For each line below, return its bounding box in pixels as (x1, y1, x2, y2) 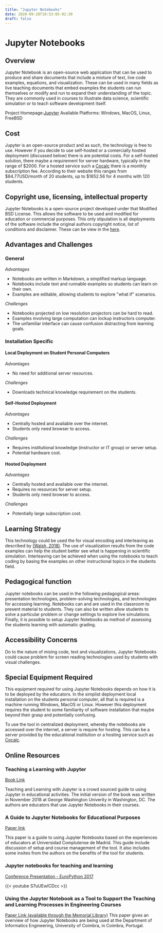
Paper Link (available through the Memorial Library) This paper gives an (5, 913, 149, 918)
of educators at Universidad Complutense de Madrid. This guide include (5, 840, 150, 846)
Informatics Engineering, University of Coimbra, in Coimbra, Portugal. (5, 923, 145, 929)
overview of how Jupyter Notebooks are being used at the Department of (5, 917, 152, 923)
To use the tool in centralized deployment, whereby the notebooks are (5, 721, 146, 727)
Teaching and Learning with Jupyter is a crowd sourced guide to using (5, 786, 147, 793)
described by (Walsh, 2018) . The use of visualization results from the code (5, 543, 154, 549)
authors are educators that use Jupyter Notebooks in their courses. (5, 802, 140, 808)
